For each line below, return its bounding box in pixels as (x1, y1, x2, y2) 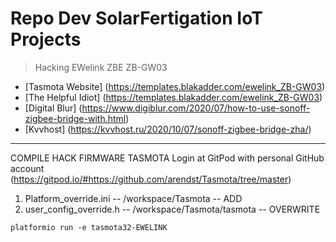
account (10, 162, 45, 174)
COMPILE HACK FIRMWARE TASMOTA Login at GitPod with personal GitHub (10, 152, 325, 164)
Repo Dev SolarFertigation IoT (10, 7, 263, 30)
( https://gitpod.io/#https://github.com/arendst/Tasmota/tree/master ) (10, 173, 292, 185)
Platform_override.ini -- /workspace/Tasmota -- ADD (24, 192, 243, 204)
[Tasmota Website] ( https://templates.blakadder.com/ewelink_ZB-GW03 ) (24, 80, 326, 92)
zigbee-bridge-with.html (24, 112, 127, 124)
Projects (10, 28, 82, 51)
